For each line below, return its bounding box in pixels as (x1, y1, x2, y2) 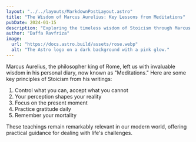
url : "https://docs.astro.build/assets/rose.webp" (11, 42, 138, 48)
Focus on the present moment (14, 99, 88, 106)
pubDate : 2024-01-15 (6, 19, 57, 25)
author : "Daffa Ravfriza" (6, 31, 69, 36)
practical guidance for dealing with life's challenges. (6, 129, 132, 136)
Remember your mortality (14, 111, 77, 119)
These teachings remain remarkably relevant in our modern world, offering (6, 123, 187, 130)
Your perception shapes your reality (14, 93, 102, 100)
